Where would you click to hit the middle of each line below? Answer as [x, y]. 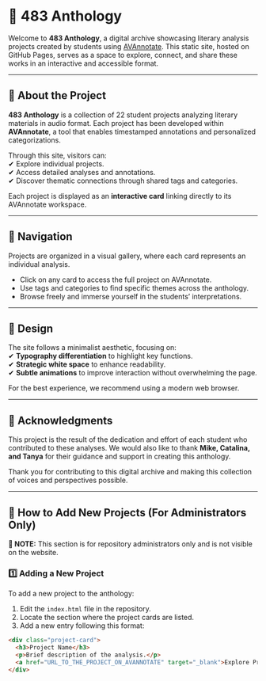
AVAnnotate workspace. [47, 204]
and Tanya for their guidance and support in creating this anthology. [120, 457]
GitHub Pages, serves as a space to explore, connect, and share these [123, 55]
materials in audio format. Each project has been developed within [116, 123]
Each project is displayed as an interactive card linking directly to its [120, 196]
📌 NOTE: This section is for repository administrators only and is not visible [131, 544]
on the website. [33, 552]
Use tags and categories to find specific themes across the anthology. [134, 287]
